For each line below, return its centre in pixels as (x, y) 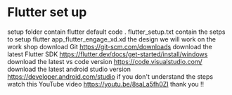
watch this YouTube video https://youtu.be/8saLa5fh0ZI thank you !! (106, 84)
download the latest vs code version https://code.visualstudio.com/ (105, 61)
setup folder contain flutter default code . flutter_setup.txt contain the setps (116, 32)
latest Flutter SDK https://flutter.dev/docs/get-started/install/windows (108, 54)
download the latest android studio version (69, 69)
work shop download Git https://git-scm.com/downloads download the (110, 46)
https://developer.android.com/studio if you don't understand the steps (110, 76)
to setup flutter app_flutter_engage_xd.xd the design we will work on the (112, 39)
